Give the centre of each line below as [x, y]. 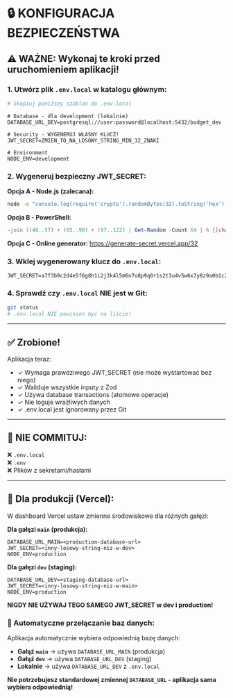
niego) [26, 380]
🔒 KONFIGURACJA [61, 14]
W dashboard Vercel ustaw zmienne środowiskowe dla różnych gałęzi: [108, 516]
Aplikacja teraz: [29, 359]
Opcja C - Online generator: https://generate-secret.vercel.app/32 [103, 243]
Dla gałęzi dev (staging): [42, 567]
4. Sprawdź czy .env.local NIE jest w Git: [77, 293]
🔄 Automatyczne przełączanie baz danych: [81, 623]
